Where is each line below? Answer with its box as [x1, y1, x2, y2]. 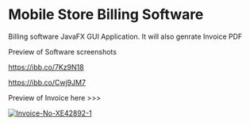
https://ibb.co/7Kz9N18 [8, 62, 85, 72]
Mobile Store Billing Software [8, 6, 204, 24]
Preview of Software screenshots [8, 47, 117, 56]
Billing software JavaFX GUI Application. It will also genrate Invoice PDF [8, 32, 243, 41]
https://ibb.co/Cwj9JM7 [8, 78, 86, 87]
